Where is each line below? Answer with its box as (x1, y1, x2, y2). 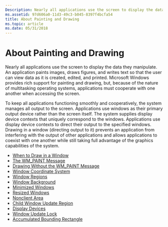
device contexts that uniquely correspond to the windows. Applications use (5, 116, 160, 122)
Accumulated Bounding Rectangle (12, 216, 83, 222)
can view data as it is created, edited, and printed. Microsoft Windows (5, 74, 149, 80)
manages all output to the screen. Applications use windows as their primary (5, 105, 163, 111)
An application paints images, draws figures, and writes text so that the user (5, 69, 162, 75)
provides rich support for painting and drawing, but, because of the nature (5, 80, 158, 86)
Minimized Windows (12, 184, 54, 190)
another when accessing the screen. (5, 90, 80, 96)
